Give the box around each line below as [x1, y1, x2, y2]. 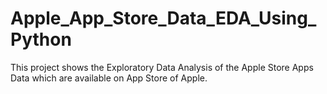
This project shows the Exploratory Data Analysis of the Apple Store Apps [10, 61, 314, 73]
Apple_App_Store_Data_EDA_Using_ [10, 7, 317, 30]
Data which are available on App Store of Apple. [10, 72, 208, 84]
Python [10, 28, 72, 51]
